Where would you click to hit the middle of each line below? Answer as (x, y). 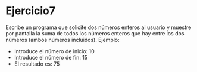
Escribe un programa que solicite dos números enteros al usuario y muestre (98, 27)
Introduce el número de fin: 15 (51, 57)
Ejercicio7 (31, 11)
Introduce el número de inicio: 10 (54, 51)
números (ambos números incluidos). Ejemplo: (62, 40)
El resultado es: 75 (37, 64)
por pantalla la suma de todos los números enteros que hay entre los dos (95, 33)
